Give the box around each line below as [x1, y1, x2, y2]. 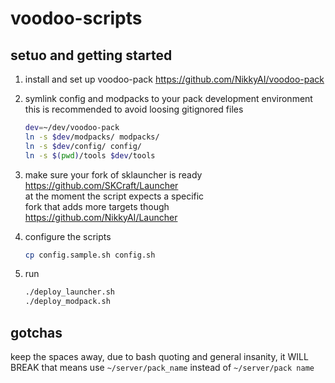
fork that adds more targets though [24, 200, 170, 212]
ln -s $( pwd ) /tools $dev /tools [24, 150, 156, 161]
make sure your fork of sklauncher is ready [24, 168, 203, 181]
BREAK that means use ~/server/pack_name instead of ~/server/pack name [10, 361, 315, 373]
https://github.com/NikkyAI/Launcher [24, 211, 178, 223]
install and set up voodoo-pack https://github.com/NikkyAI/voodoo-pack [24, 73, 325, 85]
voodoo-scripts [10, 7, 143, 30]
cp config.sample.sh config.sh [24, 250, 156, 260]
